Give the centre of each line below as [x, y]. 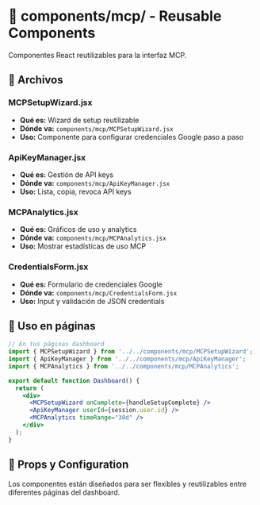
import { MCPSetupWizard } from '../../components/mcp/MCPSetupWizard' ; [131, 352]
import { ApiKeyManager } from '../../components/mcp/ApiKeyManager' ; [127, 359]
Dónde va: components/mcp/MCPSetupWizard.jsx [96, 128]
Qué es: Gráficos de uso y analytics [78, 229]
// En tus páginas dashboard [56, 345]
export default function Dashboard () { [74, 380]
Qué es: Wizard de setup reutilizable [79, 120]
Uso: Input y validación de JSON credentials [92, 301]
